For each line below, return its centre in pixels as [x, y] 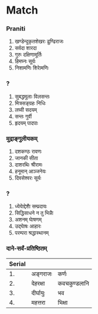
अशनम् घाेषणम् [28, 220]
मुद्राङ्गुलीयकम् [22, 138]
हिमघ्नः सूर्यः [25, 61]
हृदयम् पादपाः [26, 123]
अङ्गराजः [42, 273]
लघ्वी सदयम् [26, 110]
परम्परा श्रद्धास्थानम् [32, 233]
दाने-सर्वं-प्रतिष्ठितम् [27, 249]
